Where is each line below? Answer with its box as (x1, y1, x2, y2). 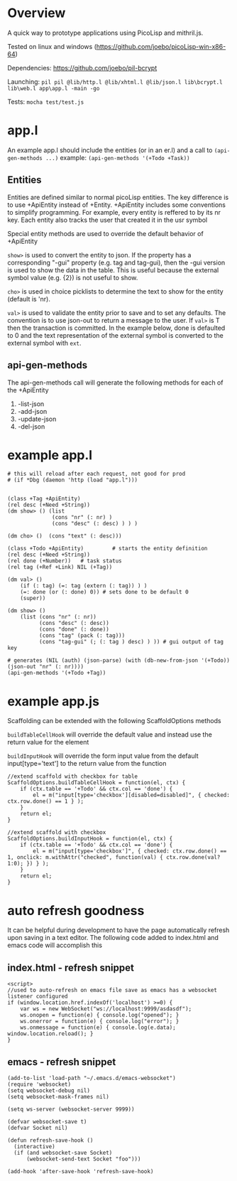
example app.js (7, 693, 99, 709)
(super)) (20, 595, 46, 602)
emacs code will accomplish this (7, 941, 103, 950)
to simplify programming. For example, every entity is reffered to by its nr (7, 208, 221, 216)
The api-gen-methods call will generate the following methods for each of (7, 378, 224, 387)
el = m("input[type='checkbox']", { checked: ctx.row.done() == (33, 848, 227, 855)
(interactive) (13, 1143, 55, 1150)
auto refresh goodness (7, 902, 145, 919)
